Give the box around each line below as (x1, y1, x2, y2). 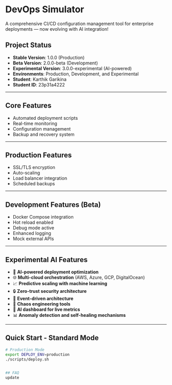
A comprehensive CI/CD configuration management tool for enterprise (5, 20, 154, 27)
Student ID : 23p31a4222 (12, 81, 65, 88)
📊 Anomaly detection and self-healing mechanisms (12, 312, 126, 318)
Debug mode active (12, 225, 55, 231)
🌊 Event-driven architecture (12, 295, 74, 302)
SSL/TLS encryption (12, 164, 55, 170)
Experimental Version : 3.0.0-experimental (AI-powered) (12, 65, 132, 71)
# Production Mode (5, 347, 45, 352)
